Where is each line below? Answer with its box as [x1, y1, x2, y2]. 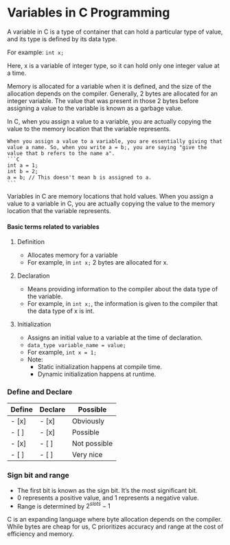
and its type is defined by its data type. [7, 34, 117, 43]
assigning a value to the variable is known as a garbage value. [7, 104, 183, 112]
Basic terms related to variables [7, 222, 100, 231]
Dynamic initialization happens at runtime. [37, 370, 157, 379]
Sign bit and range [7, 471, 70, 480]
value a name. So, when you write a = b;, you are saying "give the [7, 144, 207, 151]
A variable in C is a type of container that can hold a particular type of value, [7, 27, 223, 36]
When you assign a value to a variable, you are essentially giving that [7, 137, 223, 145]
